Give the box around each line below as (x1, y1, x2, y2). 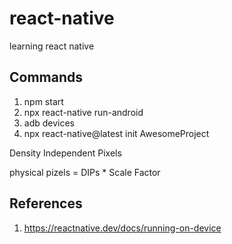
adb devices (23, 117, 76, 129)
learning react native (9, 40, 95, 52)
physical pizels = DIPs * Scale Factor (9, 166, 161, 178)
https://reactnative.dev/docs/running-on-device (23, 222, 222, 234)
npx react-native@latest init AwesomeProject (23, 127, 210, 139)
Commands (9, 69, 84, 86)
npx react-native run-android (23, 106, 144, 118)
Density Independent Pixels (9, 147, 122, 159)
